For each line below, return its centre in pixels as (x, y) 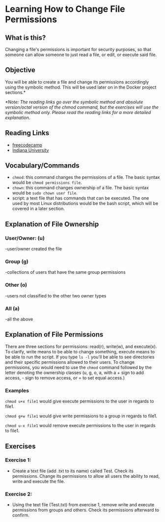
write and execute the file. (39, 481)
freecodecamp (27, 145)
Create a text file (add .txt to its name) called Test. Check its (73, 471)
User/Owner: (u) (25, 238)
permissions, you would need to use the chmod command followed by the (79, 367)
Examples (17, 390)
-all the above (19, 319)
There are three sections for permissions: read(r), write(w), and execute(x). (81, 346)
